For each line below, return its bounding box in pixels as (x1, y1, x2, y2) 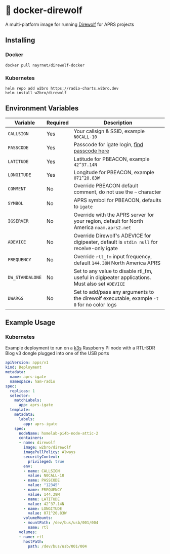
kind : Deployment (5, 365, 42, 370)
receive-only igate (73, 245, 118, 252)
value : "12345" (27, 483, 60, 488)
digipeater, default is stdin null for (73, 238, 158, 245)
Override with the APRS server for (73, 211, 154, 218)
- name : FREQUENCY (23, 487, 62, 493)
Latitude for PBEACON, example (73, 155, 150, 163)
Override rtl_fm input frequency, (73, 253, 152, 260)
